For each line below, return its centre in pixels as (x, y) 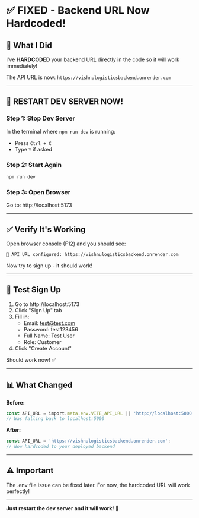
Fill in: (22, 317)
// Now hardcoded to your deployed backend (61, 447)
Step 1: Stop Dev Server (41, 118)
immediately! (22, 66)
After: (14, 430)
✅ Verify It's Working (46, 229)
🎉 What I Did (29, 45)
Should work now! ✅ (31, 359)
